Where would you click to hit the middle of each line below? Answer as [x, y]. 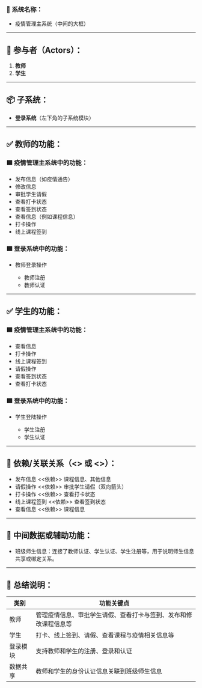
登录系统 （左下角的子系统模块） [54, 118]
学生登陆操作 [31, 416]
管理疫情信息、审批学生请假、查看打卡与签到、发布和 [111, 615]
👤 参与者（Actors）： [44, 50]
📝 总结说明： [29, 585]
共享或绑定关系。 [36, 559]
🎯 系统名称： [25, 9]
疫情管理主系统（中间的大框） [52, 24]
